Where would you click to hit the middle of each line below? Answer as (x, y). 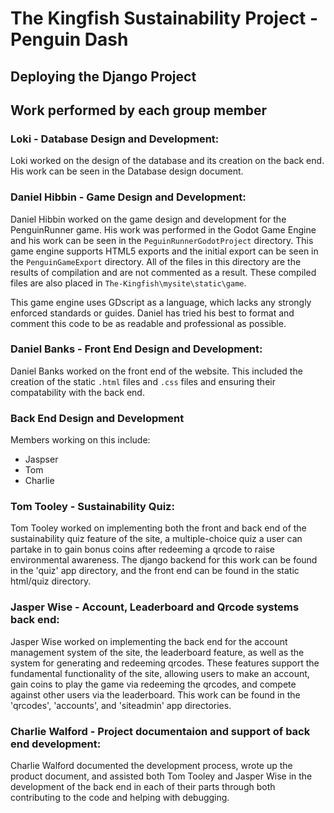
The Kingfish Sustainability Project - (164, 18)
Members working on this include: (80, 440)
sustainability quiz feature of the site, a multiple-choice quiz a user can (156, 539)
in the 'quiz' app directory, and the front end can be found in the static (155, 571)
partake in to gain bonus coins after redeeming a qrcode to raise (142, 549)
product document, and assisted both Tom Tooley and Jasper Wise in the (161, 776)
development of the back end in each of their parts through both (143, 787)
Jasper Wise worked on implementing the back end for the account (149, 641)
